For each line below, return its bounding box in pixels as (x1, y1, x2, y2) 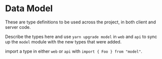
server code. (5, 24, 31, 30)
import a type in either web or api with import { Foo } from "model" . (5, 48, 142, 54)
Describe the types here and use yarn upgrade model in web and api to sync (5, 34, 158, 39)
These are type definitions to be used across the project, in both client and (5, 19, 156, 25)
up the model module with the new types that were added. (5, 39, 122, 44)
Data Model (5, 3, 53, 14)
